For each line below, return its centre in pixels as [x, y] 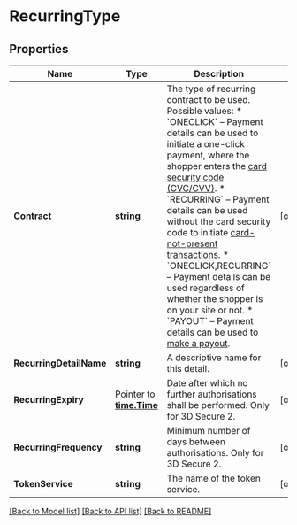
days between [196, 442]
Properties [39, 49]
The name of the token [213, 478]
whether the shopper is [215, 299]
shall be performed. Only [218, 405]
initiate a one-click [206, 144]
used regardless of [206, 288]
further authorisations [212, 394]
